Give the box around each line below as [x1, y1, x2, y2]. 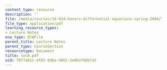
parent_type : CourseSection [5, 44, 64, 49]
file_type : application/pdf [5, 21, 64, 26]
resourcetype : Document [5, 48, 55, 53]
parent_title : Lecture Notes [5, 39, 66, 44]
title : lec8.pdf [5, 53, 39, 58]
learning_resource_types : [5, 26, 59, 31]
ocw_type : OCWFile [5, 35, 43, 40]
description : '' [5, 12, 39, 17]
